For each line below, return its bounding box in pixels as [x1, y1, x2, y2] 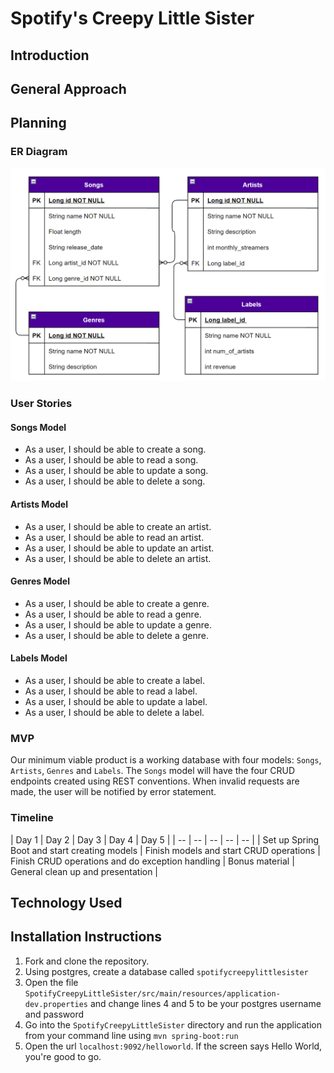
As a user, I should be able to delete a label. [24, 706, 205, 718]
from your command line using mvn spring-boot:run [24, 1029, 239, 1041]
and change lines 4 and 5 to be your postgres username [89, 997, 322, 1009]
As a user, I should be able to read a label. [24, 685, 198, 697]
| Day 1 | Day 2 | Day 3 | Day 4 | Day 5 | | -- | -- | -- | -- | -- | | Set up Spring [10, 833, 320, 846]
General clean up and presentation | [10, 865, 159, 877]
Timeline [10, 811, 54, 825]
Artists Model [10, 498, 68, 510]
